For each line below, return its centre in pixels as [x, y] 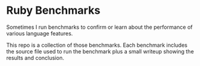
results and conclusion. [35, 58]
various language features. [40, 33]
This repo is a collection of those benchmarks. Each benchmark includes [97, 45]
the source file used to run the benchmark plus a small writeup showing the [100, 51]
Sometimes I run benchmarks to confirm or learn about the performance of [99, 27]
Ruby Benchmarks [53, 10]
